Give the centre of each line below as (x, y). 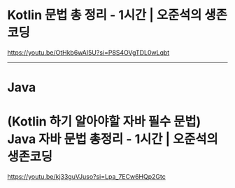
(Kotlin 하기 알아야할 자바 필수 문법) (104, 122)
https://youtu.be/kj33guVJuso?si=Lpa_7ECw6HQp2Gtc (86, 177)
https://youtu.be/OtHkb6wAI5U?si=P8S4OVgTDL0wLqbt (88, 52)
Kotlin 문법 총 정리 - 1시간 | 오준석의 (105, 15)
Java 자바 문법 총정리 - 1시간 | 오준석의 (113, 139)
